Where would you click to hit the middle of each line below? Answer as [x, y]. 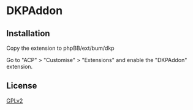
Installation [28, 33]
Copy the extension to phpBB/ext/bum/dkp [60, 48]
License [22, 86]
